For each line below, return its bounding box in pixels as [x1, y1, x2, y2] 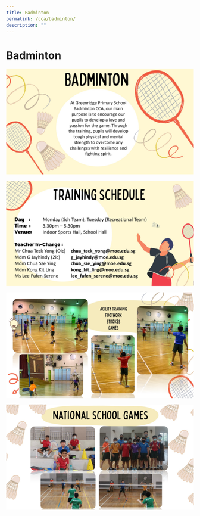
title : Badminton [6, 10, 49, 15]
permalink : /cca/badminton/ [6, 15, 76, 22]
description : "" [6, 22, 46, 28]
